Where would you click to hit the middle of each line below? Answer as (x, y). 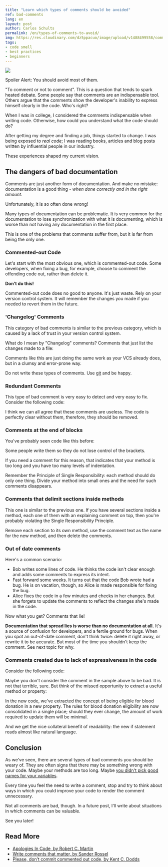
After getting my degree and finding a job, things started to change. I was (81, 136)
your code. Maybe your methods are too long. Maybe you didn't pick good (82, 770)
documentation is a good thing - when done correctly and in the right (76, 189)
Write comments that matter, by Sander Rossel (60, 853)
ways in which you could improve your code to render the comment (75, 791)
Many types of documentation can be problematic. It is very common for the (84, 214)
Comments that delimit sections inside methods (64, 499)
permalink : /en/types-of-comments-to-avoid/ (52, 33)
